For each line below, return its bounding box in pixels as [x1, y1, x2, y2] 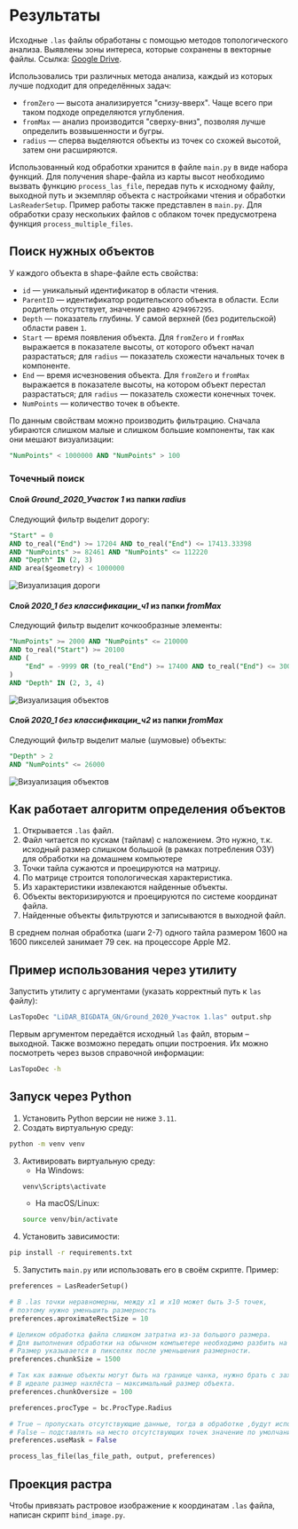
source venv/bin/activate [21, 1215, 118, 1225]
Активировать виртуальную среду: [21, 1155, 156, 1166]
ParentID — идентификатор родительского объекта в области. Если [21, 294, 279, 304]
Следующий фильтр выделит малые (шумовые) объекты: [9, 734, 227, 745]
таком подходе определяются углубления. [21, 106, 184, 117]
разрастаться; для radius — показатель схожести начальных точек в [21, 351, 286, 361]
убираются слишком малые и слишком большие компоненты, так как [9, 424, 275, 435]
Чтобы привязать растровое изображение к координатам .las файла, [9, 1501, 275, 1511]
